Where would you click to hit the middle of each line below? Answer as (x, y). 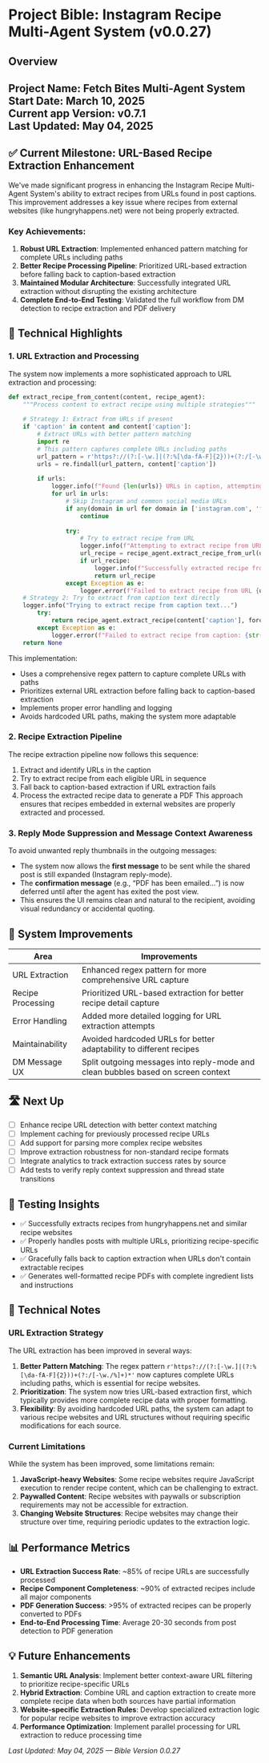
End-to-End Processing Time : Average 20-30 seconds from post (128, 1622)
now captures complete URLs (185, 1375)
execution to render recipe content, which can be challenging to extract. (139, 1487)
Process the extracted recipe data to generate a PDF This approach (131, 795)
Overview (33, 61)
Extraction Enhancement (71, 166)
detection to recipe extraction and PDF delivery (98, 308)
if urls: (52, 479)
